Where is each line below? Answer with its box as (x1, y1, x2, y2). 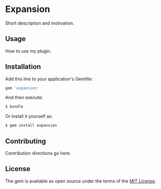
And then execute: (5, 94, 43, 101)
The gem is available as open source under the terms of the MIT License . (5, 178, 156, 184)
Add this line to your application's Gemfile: (5, 76, 93, 82)
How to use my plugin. (5, 48, 52, 54)
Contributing (5, 137, 46, 145)
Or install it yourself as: (5, 113, 53, 119)
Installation (5, 63, 41, 71)
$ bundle (5, 104, 24, 109)
